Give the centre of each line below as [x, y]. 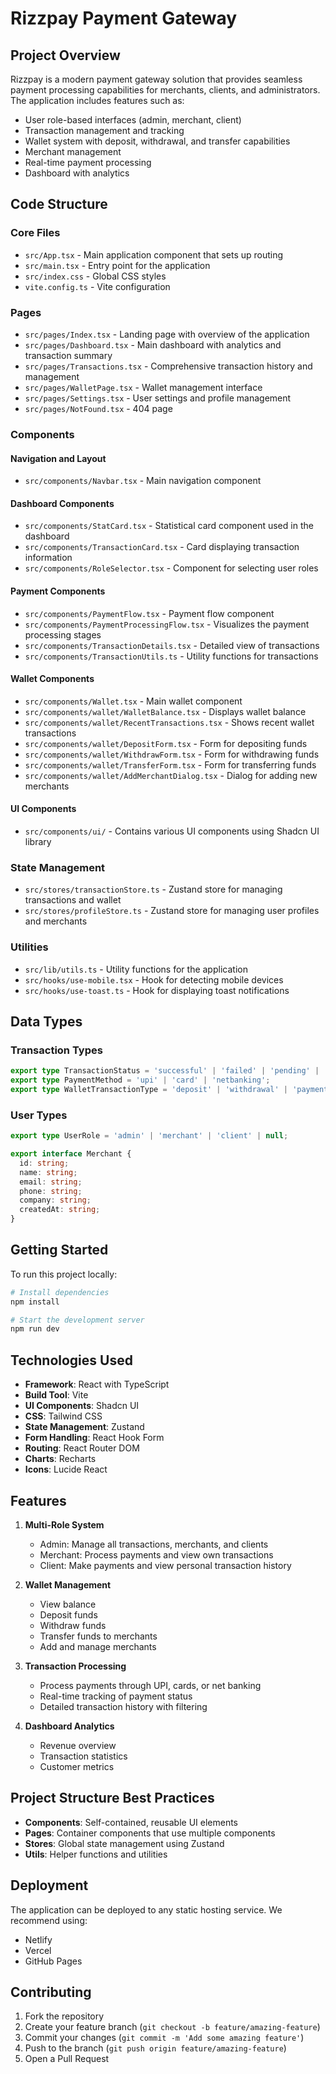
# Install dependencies [60, 1292]
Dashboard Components [62, 503]
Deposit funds [68, 1614]
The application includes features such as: [97, 100]
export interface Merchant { [71, 1154]
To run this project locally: [64, 1274]
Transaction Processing [75, 1666]
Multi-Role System [64, 1524]
